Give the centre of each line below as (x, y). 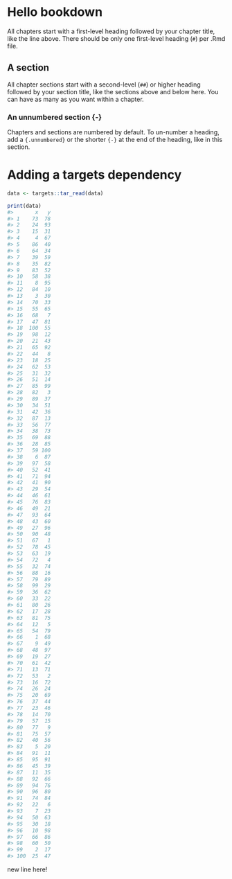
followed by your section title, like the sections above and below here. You (113, 91)
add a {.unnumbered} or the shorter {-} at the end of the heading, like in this (115, 140)
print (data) (24, 206)
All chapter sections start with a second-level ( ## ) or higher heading (104, 85)
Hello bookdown (55, 12)
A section (28, 68)
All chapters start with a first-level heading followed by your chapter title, (111, 31)
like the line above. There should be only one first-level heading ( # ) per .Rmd (116, 38)
